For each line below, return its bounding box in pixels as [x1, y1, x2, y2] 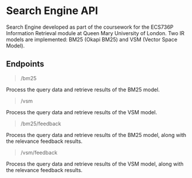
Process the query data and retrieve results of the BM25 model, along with [6, 131, 187, 138]
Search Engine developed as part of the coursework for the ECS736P [6, 23, 174, 30]
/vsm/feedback [20, 149, 58, 156]
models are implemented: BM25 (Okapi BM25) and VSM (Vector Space [6, 36, 178, 43]
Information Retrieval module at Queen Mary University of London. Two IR [6, 29, 185, 36]
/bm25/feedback [20, 120, 62, 127]
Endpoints [6, 59, 45, 69]
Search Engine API [6, 4, 99, 18]
